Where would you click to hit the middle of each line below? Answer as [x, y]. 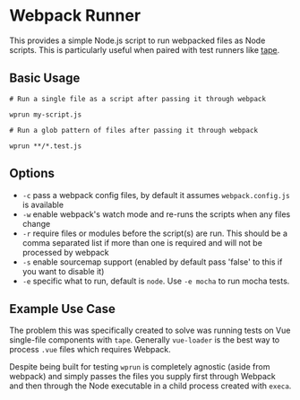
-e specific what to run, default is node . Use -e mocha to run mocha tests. [156, 281]
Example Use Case [63, 309]
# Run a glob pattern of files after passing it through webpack [133, 130]
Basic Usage [45, 78]
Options [32, 174]
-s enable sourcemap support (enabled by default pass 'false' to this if [152, 262]
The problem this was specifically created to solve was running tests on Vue [150, 330]
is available [43, 204]
